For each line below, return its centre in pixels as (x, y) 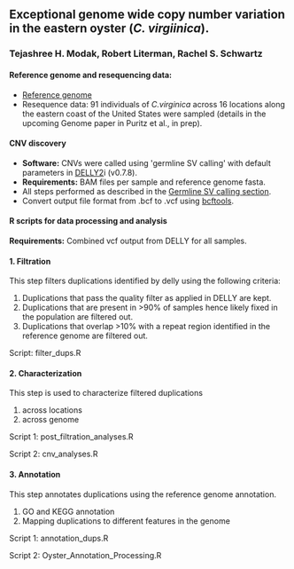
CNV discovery (38, 143)
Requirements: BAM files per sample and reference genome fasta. (143, 182)
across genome (50, 420)
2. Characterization (46, 373)
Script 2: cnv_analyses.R (54, 454)
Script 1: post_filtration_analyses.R (72, 437)
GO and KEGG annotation (68, 511)
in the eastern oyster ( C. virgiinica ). (109, 29)
